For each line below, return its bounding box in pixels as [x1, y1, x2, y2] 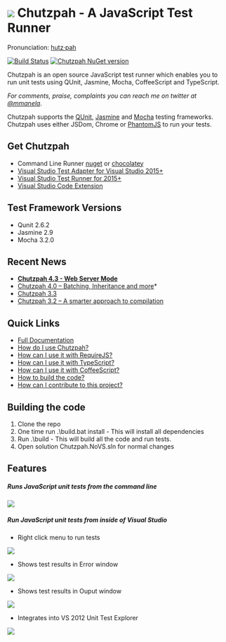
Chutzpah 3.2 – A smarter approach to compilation [17, 297, 164, 305]
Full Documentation [17, 336, 74, 345]
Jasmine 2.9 [17, 228, 54, 236]
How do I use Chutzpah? [17, 343, 89, 352]
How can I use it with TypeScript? [17, 359, 114, 367]
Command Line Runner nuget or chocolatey [17, 159, 144, 167]
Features [7, 463, 47, 475]
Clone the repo [17, 420, 61, 428]
